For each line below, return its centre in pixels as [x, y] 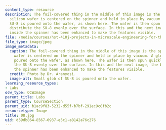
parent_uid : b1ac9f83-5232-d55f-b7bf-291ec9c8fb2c [58, 106]
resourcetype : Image [26, 111]
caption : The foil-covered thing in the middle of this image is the [83, 51]
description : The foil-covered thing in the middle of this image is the [83, 14]
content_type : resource [30, 10]
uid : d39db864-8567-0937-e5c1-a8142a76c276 [51, 120]
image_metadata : [22, 46]
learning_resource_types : [32, 83]
